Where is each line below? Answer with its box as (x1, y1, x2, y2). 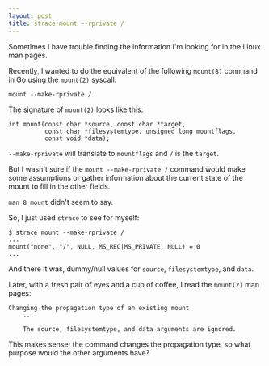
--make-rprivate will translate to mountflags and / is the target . (8, 148, 220, 158)
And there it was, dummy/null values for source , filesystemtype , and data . (8, 264, 254, 274)
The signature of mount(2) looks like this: (8, 104, 144, 114)
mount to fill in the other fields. (8, 181, 111, 191)
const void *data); (44, 134, 111, 143)
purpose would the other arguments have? (8, 347, 150, 357)
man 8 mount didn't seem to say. (8, 197, 114, 206)
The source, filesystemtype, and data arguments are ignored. (23, 325, 237, 333)
